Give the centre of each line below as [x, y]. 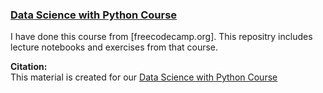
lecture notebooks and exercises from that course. [114, 47]
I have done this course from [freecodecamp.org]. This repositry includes [161, 37]
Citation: [29, 67]
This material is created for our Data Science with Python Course [144, 77]
